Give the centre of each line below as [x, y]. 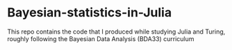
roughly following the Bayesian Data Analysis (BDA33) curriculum [101, 38]
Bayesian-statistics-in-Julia [90, 13]
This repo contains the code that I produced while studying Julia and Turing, [116, 32]
